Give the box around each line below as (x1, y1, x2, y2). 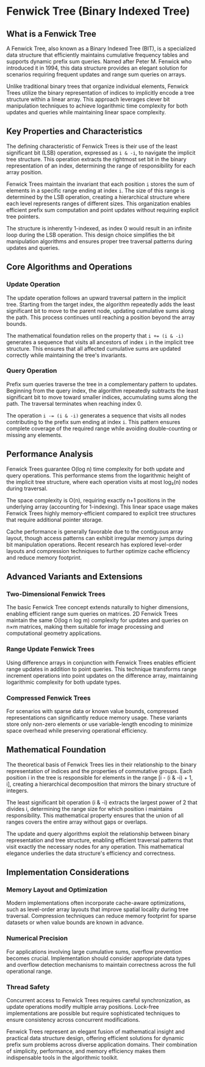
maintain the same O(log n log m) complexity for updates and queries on (6, 617, 189, 624)
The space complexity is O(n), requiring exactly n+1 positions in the (6, 496, 176, 504)
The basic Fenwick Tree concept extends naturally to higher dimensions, (6, 604, 189, 611)
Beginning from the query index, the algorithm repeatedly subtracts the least (6, 387, 199, 394)
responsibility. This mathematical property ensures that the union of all (6, 812, 184, 819)
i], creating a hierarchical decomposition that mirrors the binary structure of (6, 780, 196, 788)
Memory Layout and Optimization (6, 886, 108, 894)
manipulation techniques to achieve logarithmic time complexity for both (6, 102, 188, 109)
